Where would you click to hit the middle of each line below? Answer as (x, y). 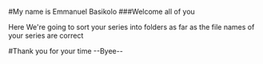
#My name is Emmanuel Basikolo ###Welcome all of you (102, 12)
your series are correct (46, 36)
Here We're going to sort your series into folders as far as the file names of (131, 27)
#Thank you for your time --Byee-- (66, 51)
